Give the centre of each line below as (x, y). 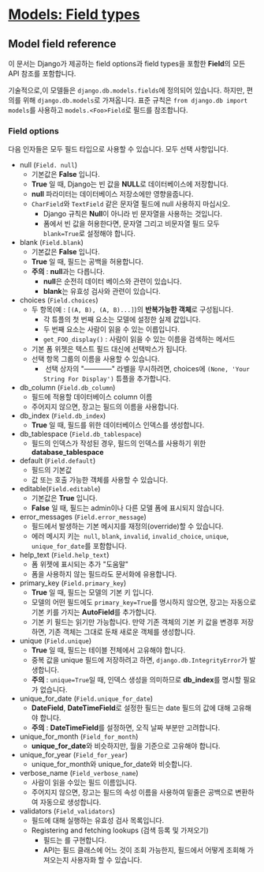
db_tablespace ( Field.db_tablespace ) (80, 434)
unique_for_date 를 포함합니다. (79, 546)
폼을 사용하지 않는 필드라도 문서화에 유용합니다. (104, 574)
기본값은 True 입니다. (64, 498)
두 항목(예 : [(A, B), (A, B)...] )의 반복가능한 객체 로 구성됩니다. (132, 310)
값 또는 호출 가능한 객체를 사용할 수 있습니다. (99, 480)
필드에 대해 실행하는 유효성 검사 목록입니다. (98, 821)
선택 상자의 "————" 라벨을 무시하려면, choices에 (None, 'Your (147, 369)
